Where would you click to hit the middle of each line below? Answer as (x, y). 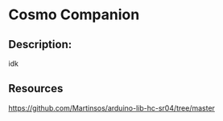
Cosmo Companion (74, 15)
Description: (40, 44)
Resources (36, 89)
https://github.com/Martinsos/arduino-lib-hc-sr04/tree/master (112, 108)
